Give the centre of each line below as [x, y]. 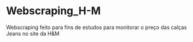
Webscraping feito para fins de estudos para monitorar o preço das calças [97, 27]
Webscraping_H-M [54, 11]
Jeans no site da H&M [33, 33]
